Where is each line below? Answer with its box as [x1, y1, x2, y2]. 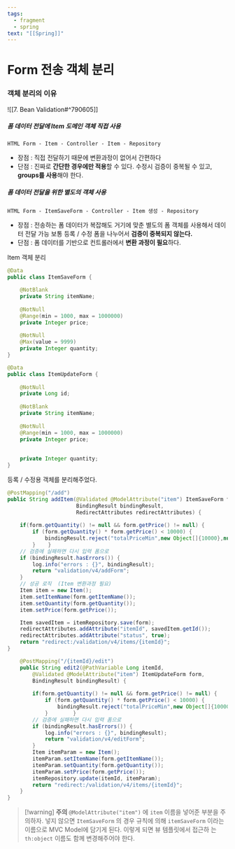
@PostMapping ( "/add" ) [7, 489, 71, 496]
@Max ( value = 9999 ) [20, 339, 77, 346]
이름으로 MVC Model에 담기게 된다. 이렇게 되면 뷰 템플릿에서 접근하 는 [24, 825, 217, 834]
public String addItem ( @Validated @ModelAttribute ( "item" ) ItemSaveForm [7, 496, 224, 503]
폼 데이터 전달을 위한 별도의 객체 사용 [7, 188, 106, 197]
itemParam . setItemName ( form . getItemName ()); [32, 755, 164, 763]
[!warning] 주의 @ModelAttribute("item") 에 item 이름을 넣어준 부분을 [24, 808, 219, 816]
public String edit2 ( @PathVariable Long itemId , [20, 664, 164, 671]
